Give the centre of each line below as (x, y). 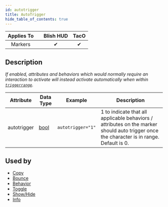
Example (76, 100)
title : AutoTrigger (25, 14)
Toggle (19, 189)
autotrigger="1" (76, 127)
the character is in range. (130, 137)
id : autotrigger (22, 10)
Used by (18, 161)
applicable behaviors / (127, 118)
